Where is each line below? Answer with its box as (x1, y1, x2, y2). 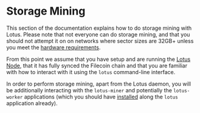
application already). (6, 99, 58, 107)
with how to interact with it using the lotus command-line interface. (6, 68, 176, 75)
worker (6, 94, 23, 100)
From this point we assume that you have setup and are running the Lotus (6, 55, 191, 63)
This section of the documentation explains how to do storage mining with (6, 24, 192, 32)
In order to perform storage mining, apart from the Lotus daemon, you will (6, 80, 191, 87)
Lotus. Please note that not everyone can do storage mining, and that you (6, 30, 190, 38)
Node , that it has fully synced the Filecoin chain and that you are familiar (6, 62, 187, 69)
